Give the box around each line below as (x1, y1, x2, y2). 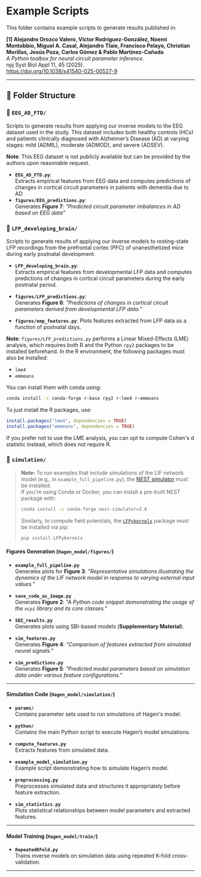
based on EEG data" (14, 209, 66, 216)
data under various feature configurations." (14, 671, 123, 679)
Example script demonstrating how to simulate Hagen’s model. (14, 764, 169, 771)
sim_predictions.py (14, 659, 64, 666)
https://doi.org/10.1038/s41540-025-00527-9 (6, 67, 118, 74)
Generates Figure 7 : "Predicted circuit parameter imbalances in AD (14, 203, 181, 210)
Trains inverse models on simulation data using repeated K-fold (14, 852, 171, 860)
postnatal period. (14, 281, 57, 288)
